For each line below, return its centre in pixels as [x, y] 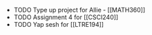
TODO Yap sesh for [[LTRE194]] [59, 24]
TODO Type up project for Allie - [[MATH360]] [79, 10]
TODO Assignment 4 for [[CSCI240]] [66, 17]
